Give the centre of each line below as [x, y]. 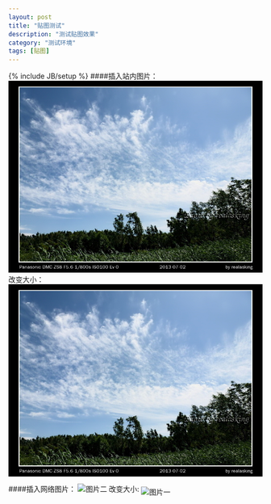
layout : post [30, 17]
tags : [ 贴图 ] [29, 51]
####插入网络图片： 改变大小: [74, 489]
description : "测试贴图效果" [54, 34]
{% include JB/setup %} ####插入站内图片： [83, 76]
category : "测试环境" [42, 43]
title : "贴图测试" [37, 25]
